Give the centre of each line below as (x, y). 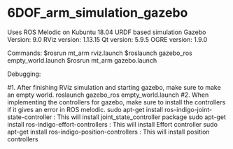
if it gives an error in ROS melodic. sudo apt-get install (85, 109)
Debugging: (24, 74)
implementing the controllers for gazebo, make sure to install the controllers (116, 102)
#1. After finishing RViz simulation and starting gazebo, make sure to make (114, 87)
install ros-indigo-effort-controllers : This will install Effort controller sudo (113, 124)
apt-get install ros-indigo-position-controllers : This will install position (108, 132)
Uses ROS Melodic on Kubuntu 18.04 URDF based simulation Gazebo (107, 32)
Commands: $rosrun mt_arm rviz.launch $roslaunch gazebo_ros (100, 53)
